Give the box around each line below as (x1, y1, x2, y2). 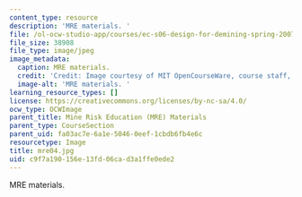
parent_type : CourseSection (9, 122, 115, 131)
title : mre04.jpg (9, 146, 75, 155)
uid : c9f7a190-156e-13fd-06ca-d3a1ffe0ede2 (9, 154, 175, 164)
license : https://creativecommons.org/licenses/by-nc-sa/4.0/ (9, 96, 247, 106)
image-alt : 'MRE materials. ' (17, 80, 130, 89)
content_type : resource (9, 13, 99, 22)
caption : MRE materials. (17, 64, 111, 73)
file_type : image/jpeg (9, 47, 94, 56)
